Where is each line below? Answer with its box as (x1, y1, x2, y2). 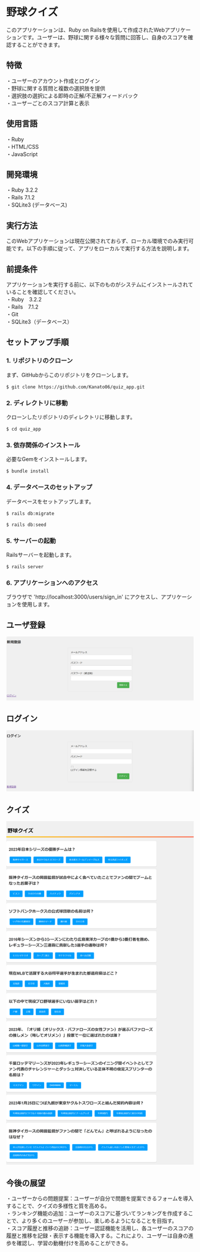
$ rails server (6, 563, 44, 569)
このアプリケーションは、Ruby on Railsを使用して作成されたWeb (6, 26, 165, 33)
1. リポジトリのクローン (6, 357, 73, 365)
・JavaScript (6, 150, 38, 158)
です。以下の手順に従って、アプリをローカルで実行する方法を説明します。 (11, 245, 192, 252)
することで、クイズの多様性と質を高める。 (6, 1203, 110, 1210)
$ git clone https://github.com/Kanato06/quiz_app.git (6, 384, 145, 390)
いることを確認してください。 (6, 288, 79, 295)
